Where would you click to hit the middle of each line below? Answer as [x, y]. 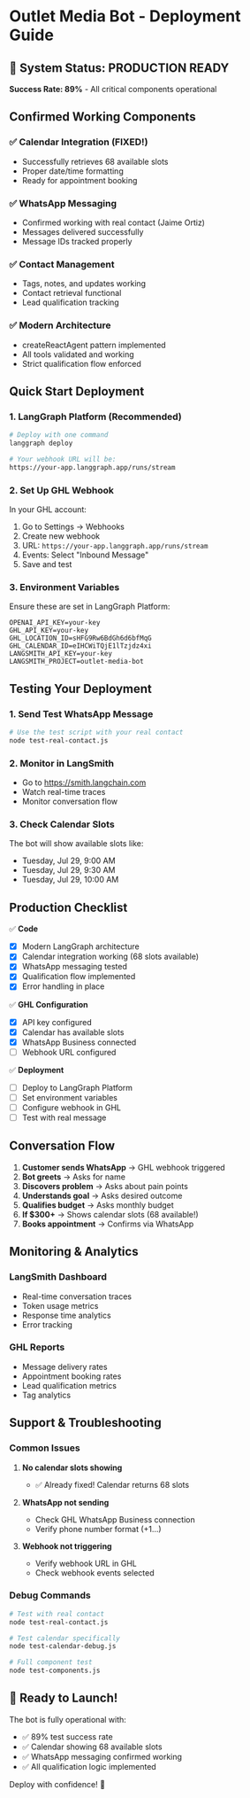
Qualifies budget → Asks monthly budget [98, 1205]
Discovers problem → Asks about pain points [105, 1186]
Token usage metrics [60, 1305]
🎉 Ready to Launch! [64, 1698]
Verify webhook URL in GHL [86, 1563]
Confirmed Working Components [102, 117]
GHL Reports [37, 1347]
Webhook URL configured [69, 1052]
